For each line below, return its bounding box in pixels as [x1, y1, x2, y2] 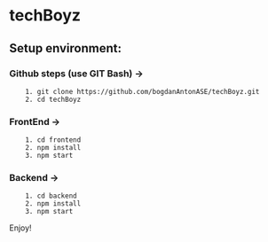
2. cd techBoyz [25, 95, 82, 104]
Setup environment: [9, 41, 122, 56]
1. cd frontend [25, 136, 82, 144]
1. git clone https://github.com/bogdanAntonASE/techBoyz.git [25, 87, 260, 96]
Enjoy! [9, 222, 33, 233]
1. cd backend [25, 191, 77, 200]
